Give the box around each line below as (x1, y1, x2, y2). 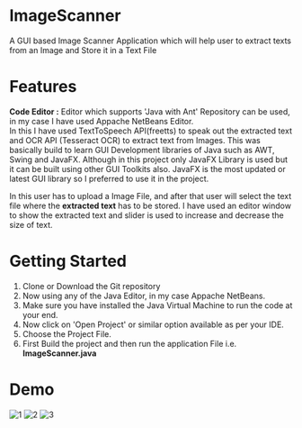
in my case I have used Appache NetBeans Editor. (9, 115, 194, 126)
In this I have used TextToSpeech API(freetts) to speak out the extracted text (9, 125, 292, 136)
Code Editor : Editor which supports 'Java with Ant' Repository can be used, (9, 105, 290, 117)
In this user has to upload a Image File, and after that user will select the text (9, 190, 292, 201)
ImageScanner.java (22, 348, 97, 359)
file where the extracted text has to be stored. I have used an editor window (9, 200, 292, 211)
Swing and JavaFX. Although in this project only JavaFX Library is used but (9, 154, 288, 165)
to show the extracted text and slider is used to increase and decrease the (9, 209, 285, 221)
